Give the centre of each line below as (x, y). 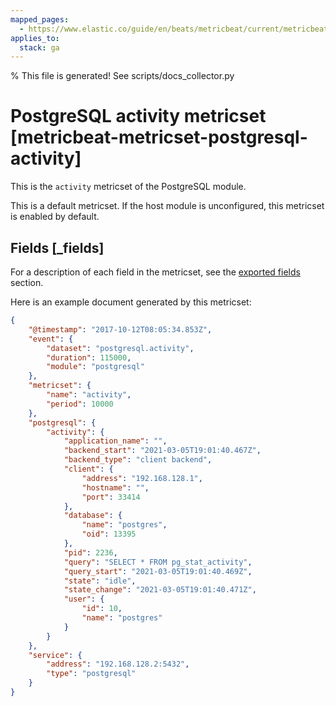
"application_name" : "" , (115, 441)
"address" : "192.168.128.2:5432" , (118, 664)
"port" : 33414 (111, 497)
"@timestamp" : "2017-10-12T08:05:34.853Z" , (120, 329)
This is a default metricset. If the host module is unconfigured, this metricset (167, 206)
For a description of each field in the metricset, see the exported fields (155, 272)
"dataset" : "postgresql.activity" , (120, 348)
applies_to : (35, 38)
